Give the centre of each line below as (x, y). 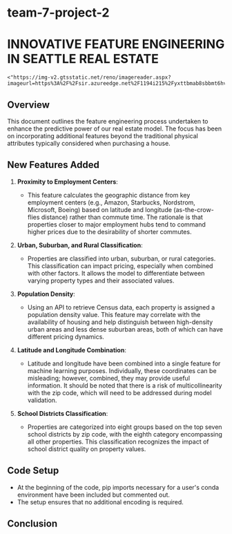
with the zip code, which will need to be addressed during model (119, 392)
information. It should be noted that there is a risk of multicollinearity (125, 385)
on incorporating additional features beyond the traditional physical (103, 135)
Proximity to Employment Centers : (68, 182)
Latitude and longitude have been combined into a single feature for (124, 363)
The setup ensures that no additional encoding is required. (100, 502)
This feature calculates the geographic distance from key (109, 195)
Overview (29, 105)
